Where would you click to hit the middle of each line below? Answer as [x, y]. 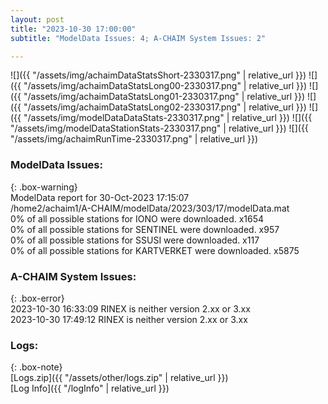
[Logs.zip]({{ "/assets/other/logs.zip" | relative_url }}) [119, 378]
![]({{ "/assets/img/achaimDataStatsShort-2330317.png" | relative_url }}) [158, 75]
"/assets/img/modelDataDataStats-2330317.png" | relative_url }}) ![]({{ [168, 118]
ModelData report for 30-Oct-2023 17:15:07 [100, 197]
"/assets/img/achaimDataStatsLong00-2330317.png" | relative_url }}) [165, 86]
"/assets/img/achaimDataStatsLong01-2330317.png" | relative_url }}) [164, 97]
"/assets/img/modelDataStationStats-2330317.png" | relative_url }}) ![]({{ [159, 128]
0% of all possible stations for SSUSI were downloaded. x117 [135, 240]
